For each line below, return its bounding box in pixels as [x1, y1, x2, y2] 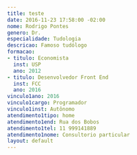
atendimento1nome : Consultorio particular [7, 131, 130, 138]
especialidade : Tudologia [7, 36, 81, 43]
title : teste [7, 10, 45, 17]
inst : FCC [13, 80, 41, 87]
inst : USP [13, 61, 41, 68]
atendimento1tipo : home [7, 112, 75, 119]
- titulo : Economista [7, 55, 69, 62]
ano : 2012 [13, 67, 41, 74]
